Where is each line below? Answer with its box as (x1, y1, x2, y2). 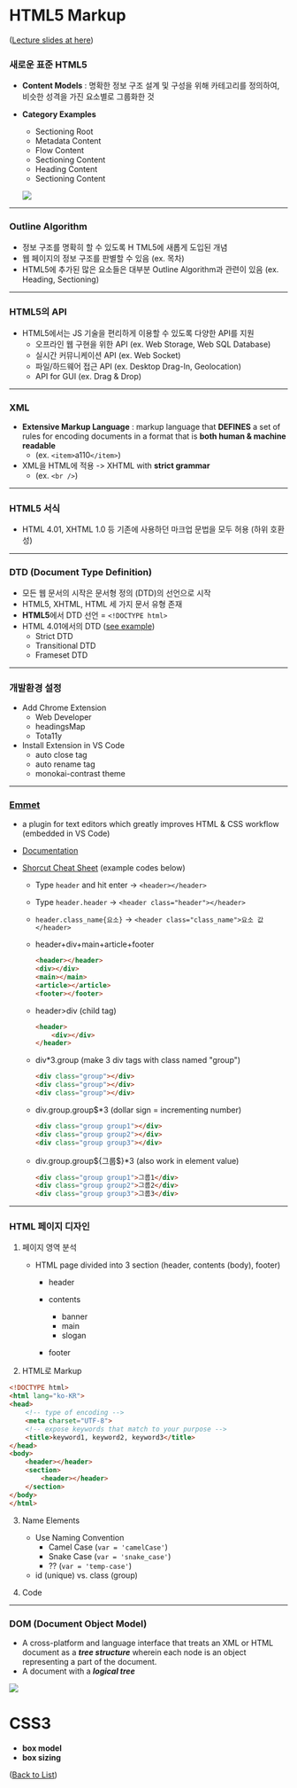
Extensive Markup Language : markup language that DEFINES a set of (21, 422, 281, 433)
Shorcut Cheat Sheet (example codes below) (21, 863, 186, 873)
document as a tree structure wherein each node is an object (21, 1646, 247, 1658)
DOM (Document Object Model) (9, 1617, 148, 1629)
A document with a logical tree (21, 1666, 135, 1676)
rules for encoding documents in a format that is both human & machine (21, 431, 286, 441)
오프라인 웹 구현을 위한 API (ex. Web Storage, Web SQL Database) (34, 339, 271, 349)
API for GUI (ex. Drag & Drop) (34, 371, 142, 381)
